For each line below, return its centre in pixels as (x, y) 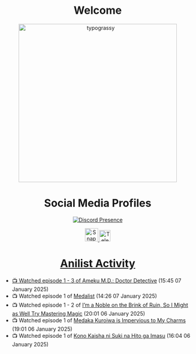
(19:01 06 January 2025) (42, 329)
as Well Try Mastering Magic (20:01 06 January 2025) (79, 313)
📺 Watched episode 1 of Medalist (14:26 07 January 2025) (85, 296)
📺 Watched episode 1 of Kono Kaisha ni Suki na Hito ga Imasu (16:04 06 (101, 335)
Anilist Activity (98, 264)
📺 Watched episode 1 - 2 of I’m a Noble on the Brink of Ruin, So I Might (100, 305)
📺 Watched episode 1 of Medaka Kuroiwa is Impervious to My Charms (99, 320)
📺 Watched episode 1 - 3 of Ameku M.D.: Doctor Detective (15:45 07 (97, 280)
